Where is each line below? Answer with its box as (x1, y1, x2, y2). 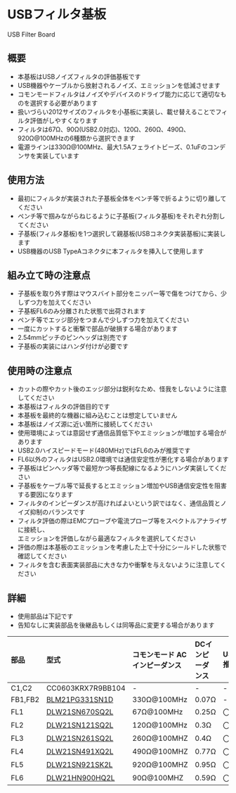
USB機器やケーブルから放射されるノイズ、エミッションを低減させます (17, 81, 221, 89)
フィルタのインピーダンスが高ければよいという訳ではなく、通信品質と (17, 499, 221, 507)
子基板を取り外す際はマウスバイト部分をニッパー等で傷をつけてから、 (17, 289, 221, 298)
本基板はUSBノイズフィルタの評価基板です (17, 72, 141, 81)
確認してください (17, 552, 67, 560)
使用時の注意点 (7, 364, 72, 376)
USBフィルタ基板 (7, 6, 107, 23)
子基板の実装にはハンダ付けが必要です (17, 342, 129, 350)
